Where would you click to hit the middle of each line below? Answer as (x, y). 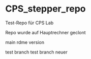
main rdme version (25, 42)
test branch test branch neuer (36, 52)
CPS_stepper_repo (45, 9)
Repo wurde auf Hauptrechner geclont (45, 32)
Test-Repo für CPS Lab (29, 23)
